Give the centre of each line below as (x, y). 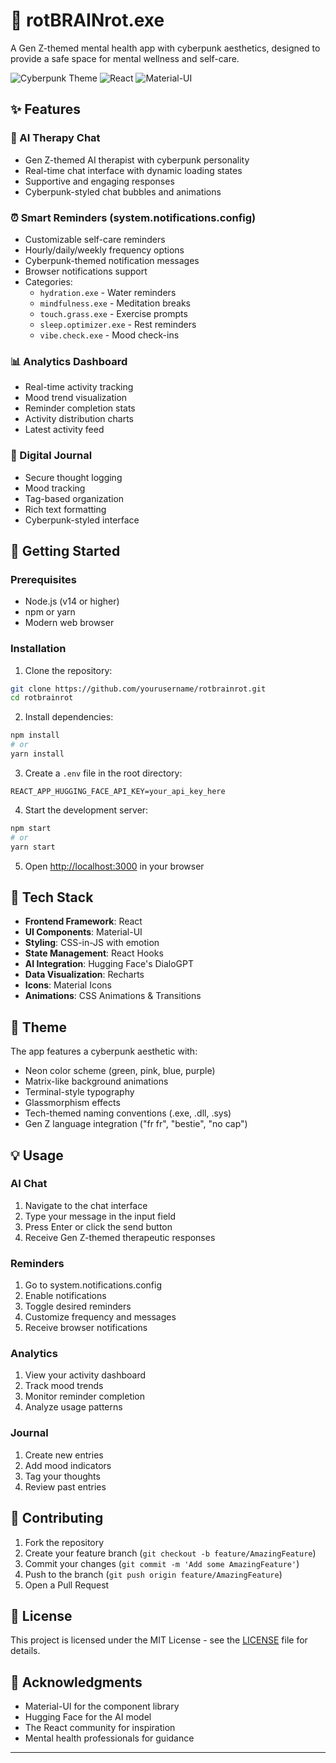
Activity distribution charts (79, 419)
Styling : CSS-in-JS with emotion (92, 943)
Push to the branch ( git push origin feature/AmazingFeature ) (153, 1574)
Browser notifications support (86, 271)
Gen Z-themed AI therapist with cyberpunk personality (137, 160)
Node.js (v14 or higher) (72, 601)
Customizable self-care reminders (95, 239)
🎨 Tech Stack (52, 897)
